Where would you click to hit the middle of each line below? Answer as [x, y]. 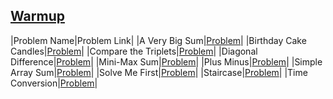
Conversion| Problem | [54, 83]
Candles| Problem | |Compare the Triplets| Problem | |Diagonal [134, 51]
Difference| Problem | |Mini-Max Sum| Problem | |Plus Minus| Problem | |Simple [166, 61]
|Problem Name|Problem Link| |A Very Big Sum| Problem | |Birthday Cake [158, 40]
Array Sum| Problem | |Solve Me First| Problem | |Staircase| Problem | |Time [159, 72]
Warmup [37, 16]
